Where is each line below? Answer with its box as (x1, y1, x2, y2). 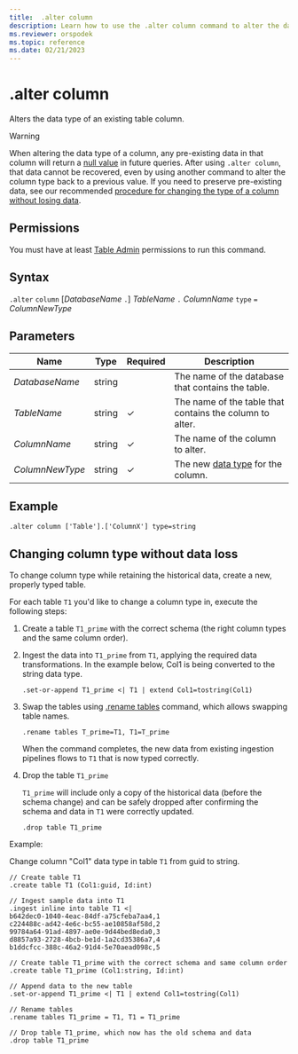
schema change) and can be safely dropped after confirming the (21, 797, 259, 807)
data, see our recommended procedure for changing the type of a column (9, 185, 279, 196)
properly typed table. (9, 579, 87, 590)
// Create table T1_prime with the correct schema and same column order (9, 959, 288, 968)
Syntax (9, 270, 50, 285)
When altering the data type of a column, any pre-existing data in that (9, 148, 263, 159)
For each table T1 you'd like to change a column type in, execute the (9, 596, 258, 608)
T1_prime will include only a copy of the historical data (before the (21, 787, 263, 798)
